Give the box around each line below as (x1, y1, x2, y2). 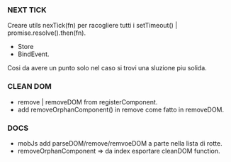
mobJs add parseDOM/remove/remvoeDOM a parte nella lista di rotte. (17, 139, 222, 147)
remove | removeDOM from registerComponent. (17, 97, 158, 106)
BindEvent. (17, 50, 50, 58)
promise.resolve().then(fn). (7, 28, 86, 37)
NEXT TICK (7, 5, 47, 15)
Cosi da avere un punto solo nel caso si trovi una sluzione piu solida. (7, 64, 207, 72)
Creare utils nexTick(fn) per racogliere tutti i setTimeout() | (7, 21, 178, 30)
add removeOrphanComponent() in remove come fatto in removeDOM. (17, 105, 225, 114)
